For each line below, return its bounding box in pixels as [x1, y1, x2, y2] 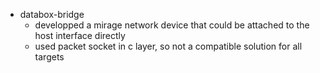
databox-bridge [19, 9, 85, 20]
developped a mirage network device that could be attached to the [34, 19, 310, 31]
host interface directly [34, 30, 126, 41]
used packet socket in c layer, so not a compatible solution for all [34, 40, 303, 52]
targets [34, 51, 65, 63]
